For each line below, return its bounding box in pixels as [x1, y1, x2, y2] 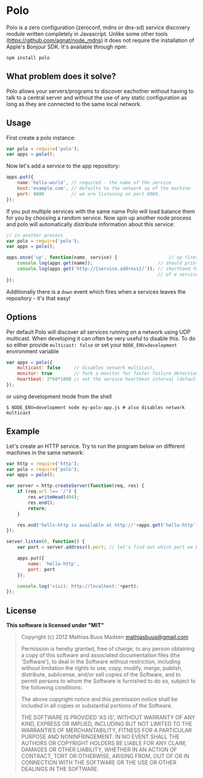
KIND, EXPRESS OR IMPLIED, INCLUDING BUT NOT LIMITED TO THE [21, 720, 193, 728]
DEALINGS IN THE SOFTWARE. [21, 765, 99, 773]
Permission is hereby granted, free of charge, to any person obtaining [21, 645, 195, 652]
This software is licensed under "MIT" [6, 621, 105, 629]
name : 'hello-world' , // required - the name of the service [17, 180, 172, 186]
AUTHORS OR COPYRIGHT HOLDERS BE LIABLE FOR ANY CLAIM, [21, 740, 187, 747]
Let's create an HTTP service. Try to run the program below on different [6, 442, 185, 450]
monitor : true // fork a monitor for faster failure [17, 371, 172, 377]
